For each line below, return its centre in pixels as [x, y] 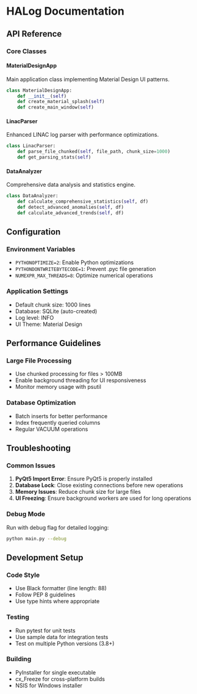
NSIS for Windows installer [49, 685]
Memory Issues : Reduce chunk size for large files [78, 492]
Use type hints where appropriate [57, 601]
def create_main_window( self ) [56, 107]
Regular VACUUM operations [52, 429]
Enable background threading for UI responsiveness [81, 380]
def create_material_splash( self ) [61, 102]
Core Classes [27, 51]
